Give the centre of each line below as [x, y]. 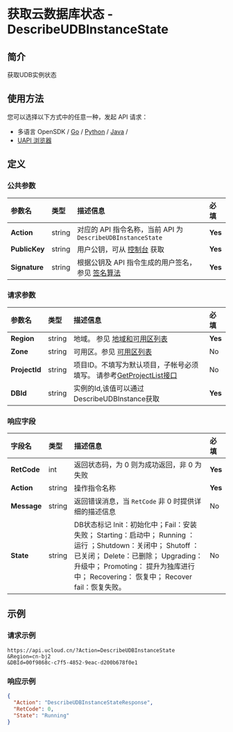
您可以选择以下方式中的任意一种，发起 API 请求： [78, 117]
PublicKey [28, 249]
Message [26, 506]
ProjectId [26, 369]
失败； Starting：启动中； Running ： [135, 535]
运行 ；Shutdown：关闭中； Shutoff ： [137, 546]
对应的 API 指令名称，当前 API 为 [130, 229]
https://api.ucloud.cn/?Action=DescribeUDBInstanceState [91, 650]
